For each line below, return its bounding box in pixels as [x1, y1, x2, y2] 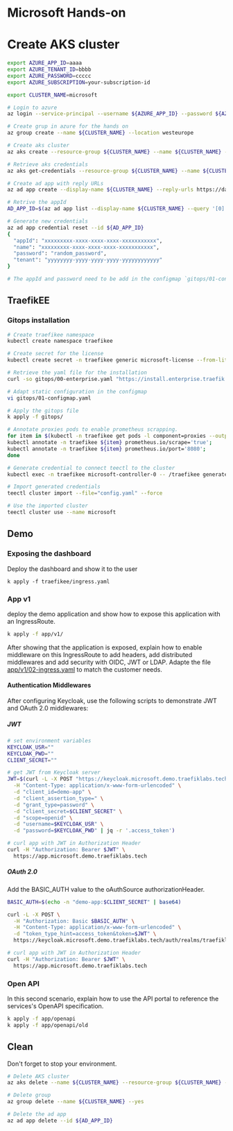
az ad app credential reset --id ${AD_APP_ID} [7, 224, 144, 231]
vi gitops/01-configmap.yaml [7, 394, 92, 402]
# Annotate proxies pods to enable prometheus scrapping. [7, 426, 178, 433]
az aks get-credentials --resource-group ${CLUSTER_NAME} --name [7, 167, 200, 174]
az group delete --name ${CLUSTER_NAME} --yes [7, 1098, 144, 1105]
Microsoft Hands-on [7, 5, 126, 21]
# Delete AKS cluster [7, 1073, 70, 1080]
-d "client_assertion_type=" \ [13, 794, 104, 802]
